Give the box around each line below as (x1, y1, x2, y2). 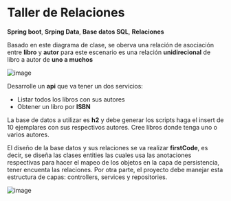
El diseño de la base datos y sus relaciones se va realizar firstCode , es (7, 143, 208, 152)
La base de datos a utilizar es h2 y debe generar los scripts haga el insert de (7, 115, 224, 124)
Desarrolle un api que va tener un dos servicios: (7, 82, 143, 90)
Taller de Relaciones (7, 5, 125, 21)
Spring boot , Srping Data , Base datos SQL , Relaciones (7, 27, 164, 36)
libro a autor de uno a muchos (7, 55, 93, 63)
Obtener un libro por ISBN (16, 102, 91, 110)
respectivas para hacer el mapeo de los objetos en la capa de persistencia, (7, 158, 220, 166)
